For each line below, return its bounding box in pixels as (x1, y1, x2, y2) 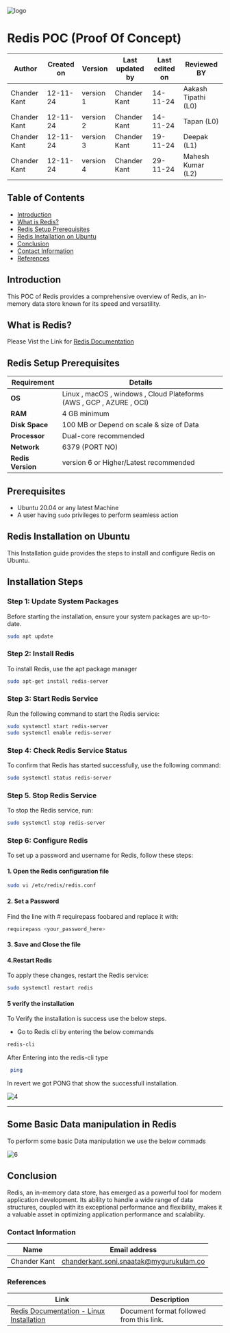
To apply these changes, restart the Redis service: (7, 971, 149, 980)
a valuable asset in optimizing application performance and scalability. (7, 1210, 205, 1218)
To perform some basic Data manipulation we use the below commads (7, 1137, 207, 1145)
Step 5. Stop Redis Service (7, 791, 97, 800)
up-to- (192, 612, 211, 621)
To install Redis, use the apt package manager (7, 664, 138, 673)
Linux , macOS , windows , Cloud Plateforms (62, 389, 204, 399)
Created (47, 59, 75, 69)
